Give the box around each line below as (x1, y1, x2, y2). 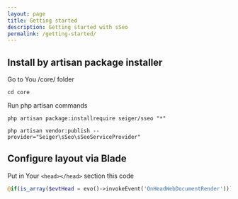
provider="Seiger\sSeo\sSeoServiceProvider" (7, 134, 141, 141)
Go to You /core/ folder (7, 75, 74, 84)
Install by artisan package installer (7, 56, 163, 68)
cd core (7, 89, 30, 96)
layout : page (7, 10, 46, 18)
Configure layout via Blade (7, 153, 127, 165)
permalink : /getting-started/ (7, 30, 97, 38)
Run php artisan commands (7, 101, 88, 110)
